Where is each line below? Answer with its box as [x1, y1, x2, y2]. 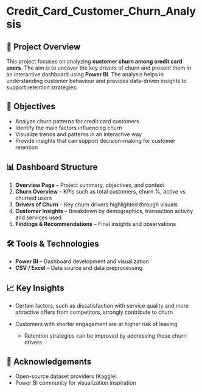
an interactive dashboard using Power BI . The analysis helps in [6, 71, 164, 78]
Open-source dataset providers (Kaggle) [15, 372, 117, 380]
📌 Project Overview [6, 42, 81, 52]
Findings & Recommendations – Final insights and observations [15, 220, 176, 227]
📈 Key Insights [6, 283, 65, 293]
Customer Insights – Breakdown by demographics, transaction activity [15, 207, 193, 214]
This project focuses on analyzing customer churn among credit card [6, 58, 183, 65]
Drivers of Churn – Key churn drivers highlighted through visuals [15, 200, 178, 208]
